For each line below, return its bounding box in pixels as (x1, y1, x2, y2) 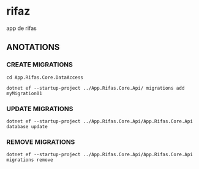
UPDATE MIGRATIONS (6, 104, 73, 113)
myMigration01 (6, 90, 43, 96)
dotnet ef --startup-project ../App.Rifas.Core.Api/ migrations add (6, 85, 185, 91)
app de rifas (6, 24, 37, 32)
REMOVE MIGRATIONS (6, 137, 75, 146)
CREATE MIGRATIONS (6, 60, 73, 69)
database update (6, 123, 48, 129)
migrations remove (6, 157, 53, 163)
